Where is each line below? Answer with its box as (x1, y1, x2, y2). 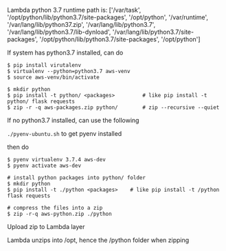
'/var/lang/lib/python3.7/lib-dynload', (7, 28, 111, 36)
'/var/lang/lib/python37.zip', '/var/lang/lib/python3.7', (7, 21, 156, 28)
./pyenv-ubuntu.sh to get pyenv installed (7, 130, 122, 137)
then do (7, 143, 30, 151)
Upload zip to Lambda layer (7, 223, 85, 230)
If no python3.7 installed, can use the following (7, 117, 139, 124)
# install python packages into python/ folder (7, 174, 146, 181)
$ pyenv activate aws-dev (7, 162, 81, 169)
